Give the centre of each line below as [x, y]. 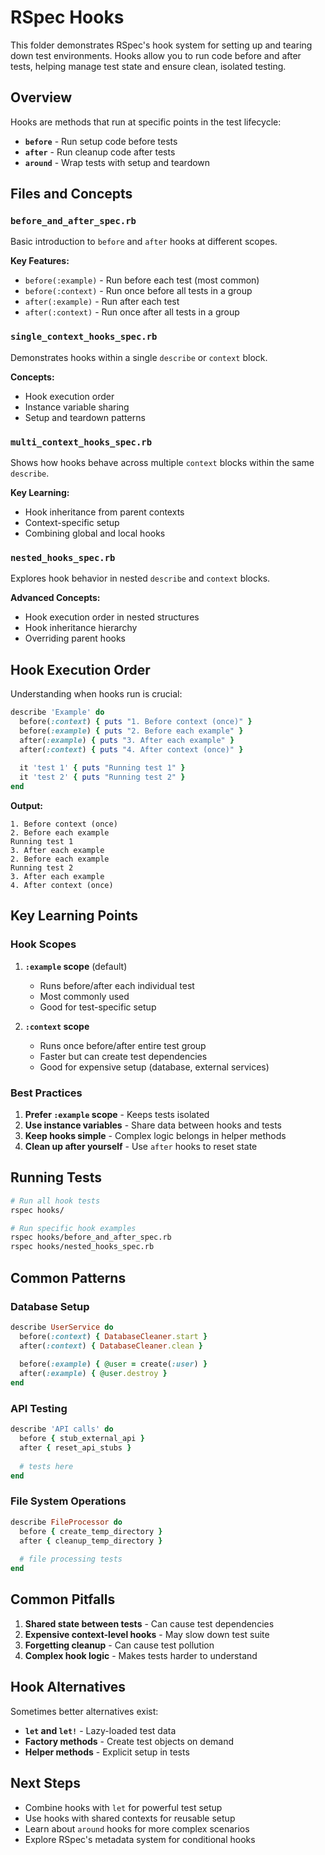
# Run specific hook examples [73, 1228]
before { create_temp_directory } [91, 1531]
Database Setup [50, 1306]
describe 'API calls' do [62, 1429]
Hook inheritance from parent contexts [104, 512]
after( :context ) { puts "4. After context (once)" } [131, 749]
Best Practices [46, 1093]
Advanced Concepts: [55, 598]
